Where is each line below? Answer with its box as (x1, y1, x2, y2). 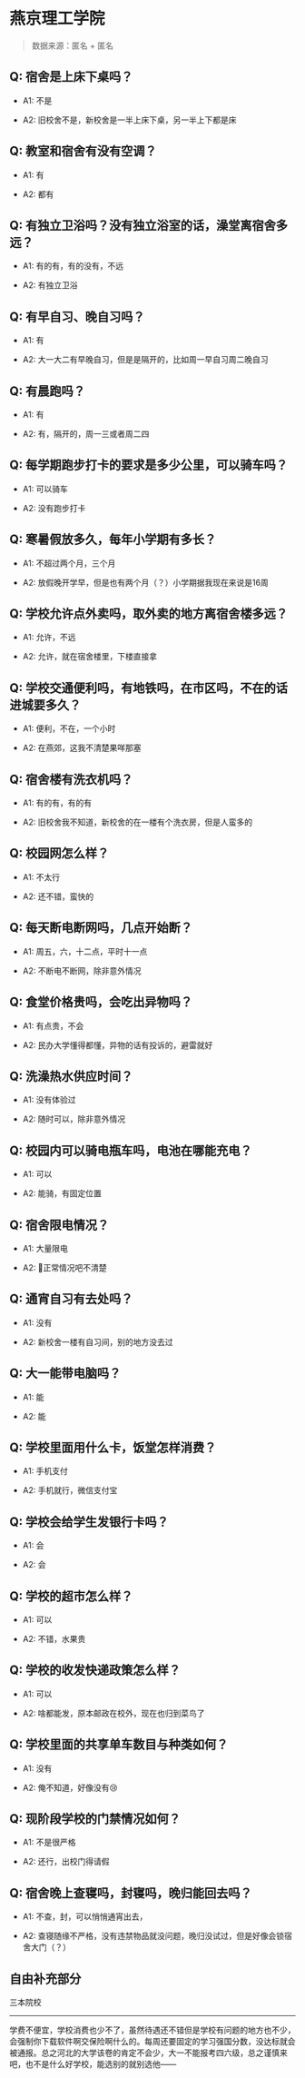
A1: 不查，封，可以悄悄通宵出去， (22, 1911, 148, 1922)
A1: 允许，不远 (22, 632, 76, 643)
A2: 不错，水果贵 (22, 1634, 86, 1644)
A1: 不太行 (22, 871, 61, 882)
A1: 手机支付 (22, 1466, 68, 1477)
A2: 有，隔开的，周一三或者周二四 (22, 429, 150, 439)
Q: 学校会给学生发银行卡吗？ (9, 1514, 170, 1529)
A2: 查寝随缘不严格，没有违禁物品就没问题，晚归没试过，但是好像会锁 (22, 1931, 284, 1942)
